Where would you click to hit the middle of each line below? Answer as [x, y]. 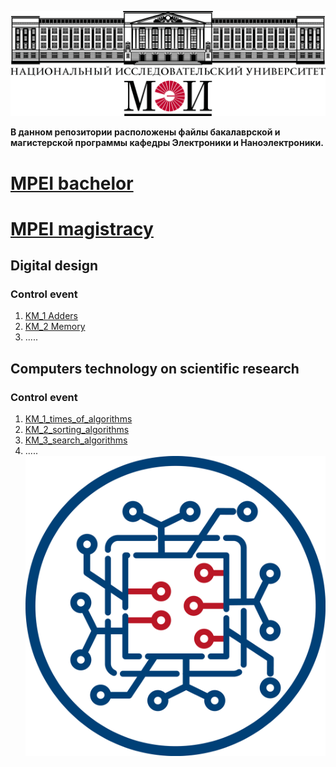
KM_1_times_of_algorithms [78, 419]
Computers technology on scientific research [155, 368]
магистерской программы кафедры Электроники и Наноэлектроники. [167, 143]
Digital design [54, 266]
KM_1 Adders [51, 316]
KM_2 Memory [55, 327]
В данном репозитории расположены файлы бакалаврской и [145, 132]
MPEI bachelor [72, 183]
